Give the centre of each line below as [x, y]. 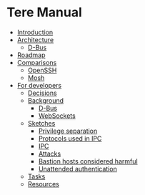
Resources [44, 184]
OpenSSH [42, 70]
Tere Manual [45, 12]
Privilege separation [68, 131]
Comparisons [37, 62]
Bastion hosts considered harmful [88, 161]
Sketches [41, 123]
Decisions [42, 93]
